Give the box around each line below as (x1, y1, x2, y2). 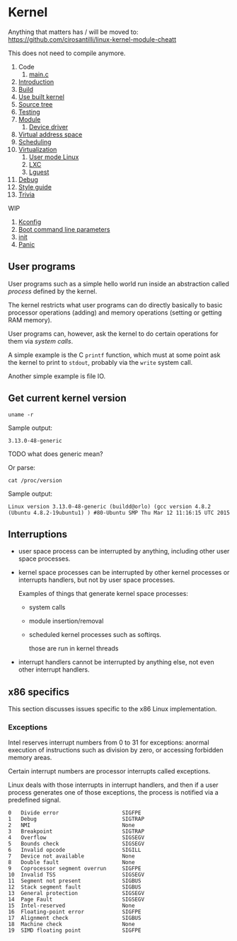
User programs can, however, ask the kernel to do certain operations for (8, 329, 219, 338)
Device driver (28, 122, 69, 131)
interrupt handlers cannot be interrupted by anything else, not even (18, 658, 214, 667)
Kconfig (18, 217, 42, 226)
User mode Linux (28, 153, 79, 161)
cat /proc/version (8, 477, 62, 484)
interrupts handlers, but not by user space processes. (18, 575, 175, 584)
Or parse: (8, 463, 36, 472)
